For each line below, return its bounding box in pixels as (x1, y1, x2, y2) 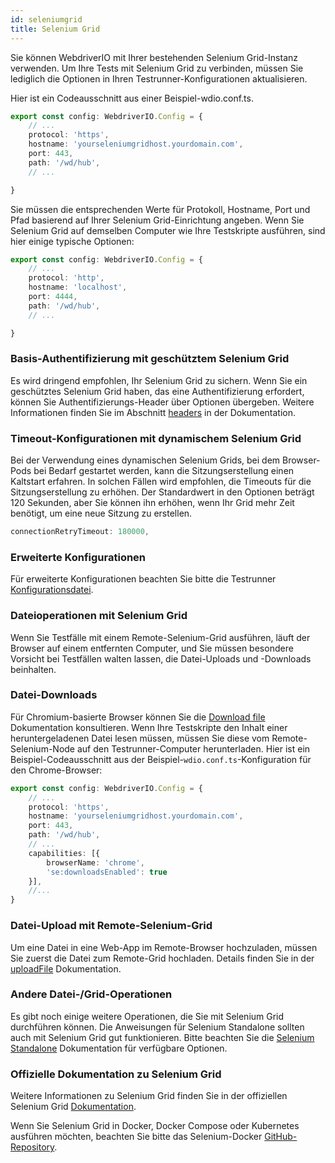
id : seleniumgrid (10, 14, 83, 25)
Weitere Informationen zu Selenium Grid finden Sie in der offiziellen (10, 1090, 288, 1102)
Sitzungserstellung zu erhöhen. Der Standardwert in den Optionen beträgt (10, 486, 315, 498)
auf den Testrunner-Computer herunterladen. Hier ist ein (76, 742, 311, 755)
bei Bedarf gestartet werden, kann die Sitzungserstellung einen (33, 465, 295, 477)
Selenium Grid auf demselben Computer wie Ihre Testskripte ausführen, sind (10, 224, 326, 236)
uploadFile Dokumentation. (10, 962, 122, 975)
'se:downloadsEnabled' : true (46, 867, 168, 877)
